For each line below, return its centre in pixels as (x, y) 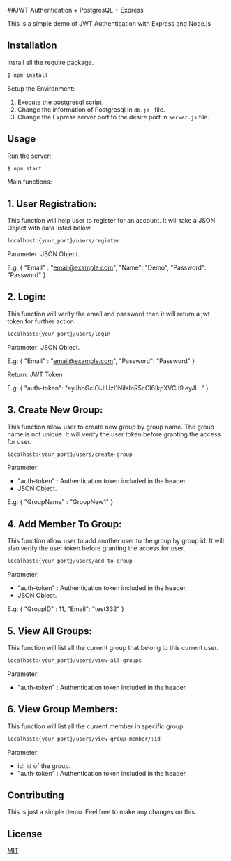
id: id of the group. (44, 766)
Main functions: (30, 182)
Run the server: (29, 156)
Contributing (36, 795)
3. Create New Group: (55, 410)
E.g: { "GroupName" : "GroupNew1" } (60, 502)
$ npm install (28, 75)
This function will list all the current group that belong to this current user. (113, 647)
